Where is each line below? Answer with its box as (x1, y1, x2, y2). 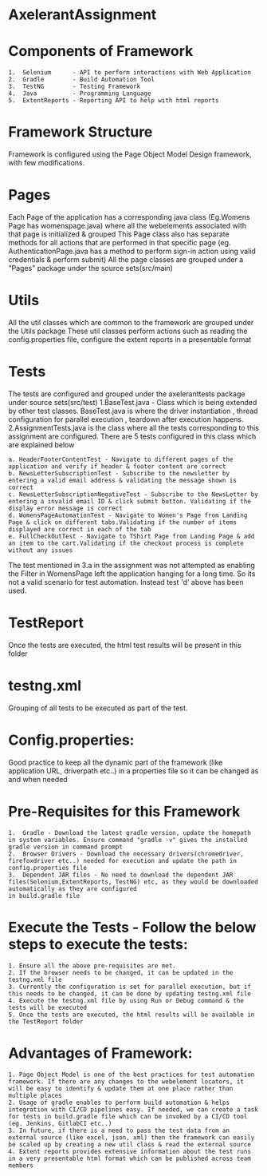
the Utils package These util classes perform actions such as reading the (8, 326, 248, 336)
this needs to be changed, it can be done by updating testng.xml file (8, 989, 251, 998)
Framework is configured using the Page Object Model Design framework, (8, 149, 253, 159)
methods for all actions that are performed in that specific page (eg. (8, 238, 231, 247)
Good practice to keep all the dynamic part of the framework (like (8, 757, 223, 767)
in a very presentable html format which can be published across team (8, 1154, 251, 1162)
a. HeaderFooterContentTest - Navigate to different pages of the (8, 455, 234, 463)
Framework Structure (8, 123, 153, 141)
